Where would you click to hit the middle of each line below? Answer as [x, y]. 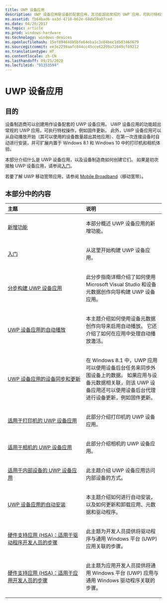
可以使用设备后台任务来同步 [119, 368]
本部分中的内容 [28, 194]
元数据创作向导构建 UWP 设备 [121, 292]
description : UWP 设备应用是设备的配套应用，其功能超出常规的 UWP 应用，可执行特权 [83, 14]
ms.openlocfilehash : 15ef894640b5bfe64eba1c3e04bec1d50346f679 [72, 42]
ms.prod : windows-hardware [33, 33]
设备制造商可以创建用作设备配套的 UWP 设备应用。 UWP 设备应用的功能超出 [83, 124]
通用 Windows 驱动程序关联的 [121, 580]
